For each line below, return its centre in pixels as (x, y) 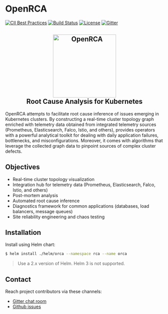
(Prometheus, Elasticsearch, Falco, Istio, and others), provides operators (80, 130)
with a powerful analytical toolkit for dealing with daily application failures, (82, 135)
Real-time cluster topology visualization (53, 179)
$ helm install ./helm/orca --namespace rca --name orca (66, 254)
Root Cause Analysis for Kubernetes (85, 102)
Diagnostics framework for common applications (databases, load (81, 206)
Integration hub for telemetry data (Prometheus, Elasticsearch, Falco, (84, 184)
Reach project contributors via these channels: (54, 292)
